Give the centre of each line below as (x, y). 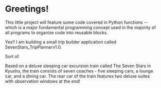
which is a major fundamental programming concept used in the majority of (80, 27)
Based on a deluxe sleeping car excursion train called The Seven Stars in (78, 66)
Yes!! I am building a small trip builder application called (61, 42)
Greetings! (27, 9)
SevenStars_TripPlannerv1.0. (34, 47)
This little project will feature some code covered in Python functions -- (77, 22)
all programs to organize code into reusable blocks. (56, 32)
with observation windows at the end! (43, 81)
